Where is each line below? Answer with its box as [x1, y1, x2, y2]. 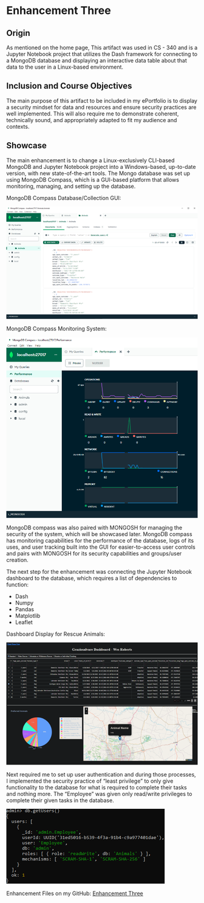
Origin [6, 28, 30, 38]
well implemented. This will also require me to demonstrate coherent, [6, 110, 179, 117]
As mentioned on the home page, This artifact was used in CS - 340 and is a [6, 44, 198, 51]
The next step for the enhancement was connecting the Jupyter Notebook [6, 568, 192, 575]
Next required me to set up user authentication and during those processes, [6, 771, 196, 778]
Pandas [15, 605, 35, 613]
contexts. [6, 123, 30, 130]
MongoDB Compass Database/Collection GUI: [6, 194, 121, 201]
